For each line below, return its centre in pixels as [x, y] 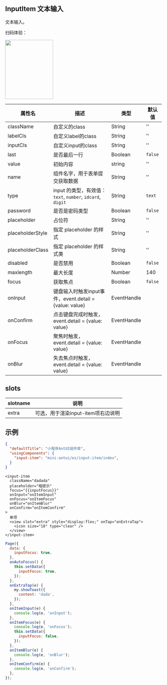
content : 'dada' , [36, 595]
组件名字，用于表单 [76, 173]
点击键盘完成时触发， [78, 314]
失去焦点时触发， [73, 358]
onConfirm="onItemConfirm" [38, 508]
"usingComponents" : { [32, 453]
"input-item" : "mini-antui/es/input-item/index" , [67, 458]
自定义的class [69, 127]
